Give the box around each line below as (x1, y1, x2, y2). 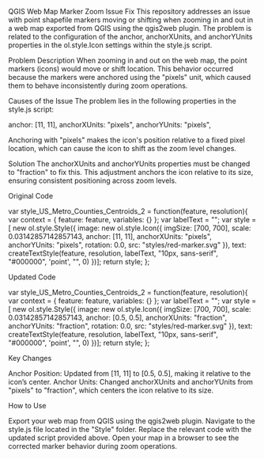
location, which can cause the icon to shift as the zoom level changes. (8, 144, 237, 153)
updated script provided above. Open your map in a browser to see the (8, 433, 239, 442)
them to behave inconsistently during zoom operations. (8, 81, 188, 90)
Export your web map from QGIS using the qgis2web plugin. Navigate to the (8, 416, 255, 426)
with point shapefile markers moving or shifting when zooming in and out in (8, 15, 254, 25)
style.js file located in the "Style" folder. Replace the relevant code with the (8, 425, 252, 434)
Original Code (8, 192, 54, 200)
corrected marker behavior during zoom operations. (8, 442, 178, 450)
